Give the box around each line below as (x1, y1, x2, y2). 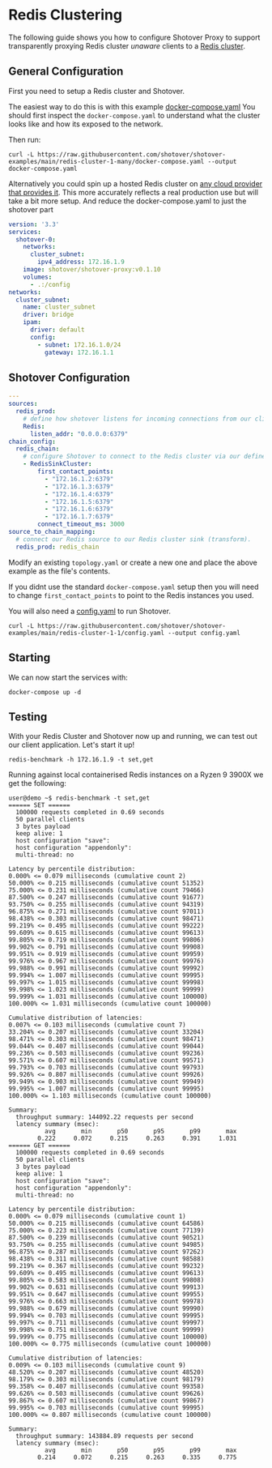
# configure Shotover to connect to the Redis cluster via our (23, 452, 241, 461)
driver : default (29, 326, 85, 334)
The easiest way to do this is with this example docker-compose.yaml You (8, 101, 256, 111)
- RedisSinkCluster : (23, 460, 92, 468)
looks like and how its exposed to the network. (8, 119, 164, 129)
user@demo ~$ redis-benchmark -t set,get (8, 794, 151, 803)
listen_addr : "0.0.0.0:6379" (29, 429, 129, 438)
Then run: (8, 134, 41, 144)
